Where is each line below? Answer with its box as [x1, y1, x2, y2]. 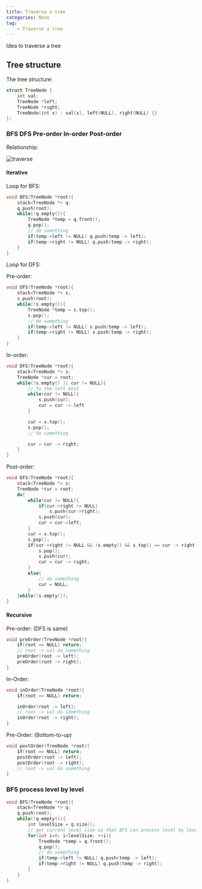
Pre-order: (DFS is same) [6, 625, 68, 632]
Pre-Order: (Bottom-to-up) [6, 731, 72, 739]
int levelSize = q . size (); [28, 821, 96, 827]
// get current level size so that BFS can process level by [28, 827, 185, 833]
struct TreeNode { [6, 88, 52, 94]
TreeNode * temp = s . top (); [28, 307, 96, 313]
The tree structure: [6, 76, 53, 83]
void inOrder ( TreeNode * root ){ [6, 687, 85, 693]
